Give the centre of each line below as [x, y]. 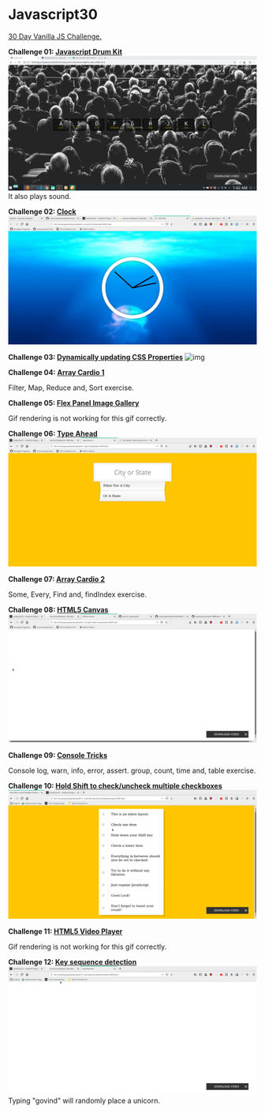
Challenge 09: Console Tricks [58, 755]
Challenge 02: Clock [42, 212]
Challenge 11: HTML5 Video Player [65, 931]
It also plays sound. [40, 197]
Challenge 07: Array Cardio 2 [56, 579]
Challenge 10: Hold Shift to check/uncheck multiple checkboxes [115, 785]
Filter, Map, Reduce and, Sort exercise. [71, 388]
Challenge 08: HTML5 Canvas [58, 610]
